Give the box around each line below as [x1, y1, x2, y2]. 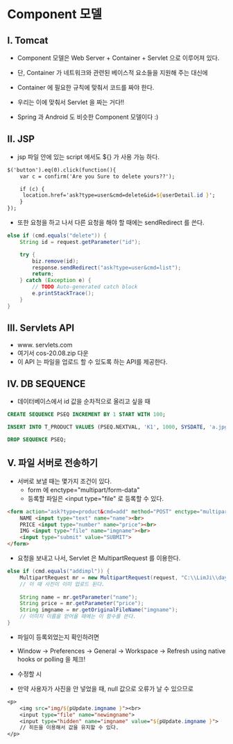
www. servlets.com [17, 340, 73, 349]
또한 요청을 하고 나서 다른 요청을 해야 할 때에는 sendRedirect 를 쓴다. [17, 218, 205, 226]
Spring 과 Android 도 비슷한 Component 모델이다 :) [17, 113, 159, 121]
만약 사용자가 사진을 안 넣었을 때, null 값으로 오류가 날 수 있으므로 [17, 684, 194, 693]
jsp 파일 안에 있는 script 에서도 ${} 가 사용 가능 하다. [17, 152, 159, 160]
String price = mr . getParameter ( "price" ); [19, 600, 144, 607]
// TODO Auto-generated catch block [32, 283, 138, 290]
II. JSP [7, 133, 35, 145]
